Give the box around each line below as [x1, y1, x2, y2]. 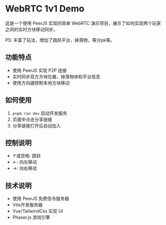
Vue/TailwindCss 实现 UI [12, 208, 63, 214]
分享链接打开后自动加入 [12, 122, 61, 128]
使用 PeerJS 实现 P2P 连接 [12, 67, 67, 73]
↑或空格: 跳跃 [12, 153, 41, 159]
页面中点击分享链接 [12, 116, 52, 122]
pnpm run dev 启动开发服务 [12, 110, 67, 116]
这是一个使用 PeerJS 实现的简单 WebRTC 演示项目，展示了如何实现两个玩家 [5, 20, 161, 26]
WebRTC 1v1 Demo [5, 3, 84, 14]
